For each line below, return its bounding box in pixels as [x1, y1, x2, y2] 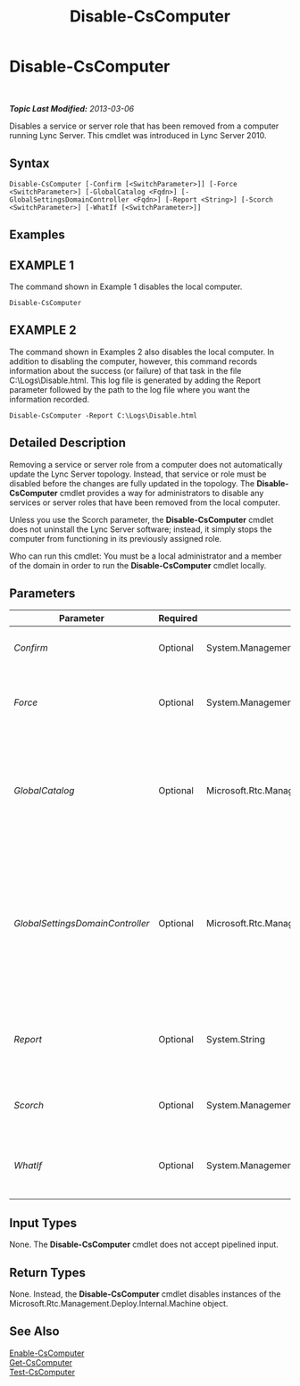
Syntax [9, 156, 50, 171]
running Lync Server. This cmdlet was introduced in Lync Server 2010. [9, 129, 267, 140]
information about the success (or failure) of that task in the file [9, 365, 242, 376]
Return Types [9, 1265, 87, 1280]
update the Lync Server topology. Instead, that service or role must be [9, 469, 267, 479]
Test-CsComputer [9, 1366, 76, 1377]
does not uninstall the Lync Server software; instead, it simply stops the [9, 524, 272, 535]
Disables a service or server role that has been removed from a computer [9, 120, 279, 131]
